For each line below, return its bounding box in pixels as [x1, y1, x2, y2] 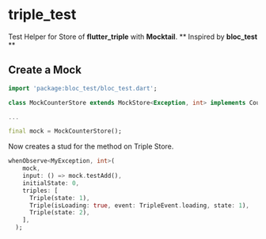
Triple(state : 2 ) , [28, 209, 90, 217]
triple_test [8, 6, 77, 24]
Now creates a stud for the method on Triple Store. [8, 141, 174, 152]
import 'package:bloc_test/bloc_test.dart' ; [8, 84, 158, 92]
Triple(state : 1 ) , [28, 194, 90, 202]
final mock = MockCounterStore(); [8, 127, 123, 136]
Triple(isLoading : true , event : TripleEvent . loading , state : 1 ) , [28, 201, 249, 210]
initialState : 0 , [22, 179, 80, 187]
